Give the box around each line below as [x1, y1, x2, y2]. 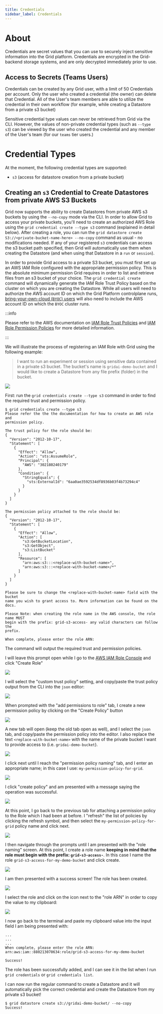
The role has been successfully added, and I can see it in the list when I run [5, 967, 157, 972]
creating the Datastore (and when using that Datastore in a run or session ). [5, 250, 155, 256]
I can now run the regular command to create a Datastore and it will [5, 981, 140, 987]
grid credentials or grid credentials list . [5, 972, 94, 978]
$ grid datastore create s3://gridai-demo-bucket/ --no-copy [5, 1001, 132, 1006]
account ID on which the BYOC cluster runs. [5, 301, 90, 307]
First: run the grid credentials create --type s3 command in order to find [5, 393, 156, 398]
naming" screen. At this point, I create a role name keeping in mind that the [5, 847, 157, 852]
